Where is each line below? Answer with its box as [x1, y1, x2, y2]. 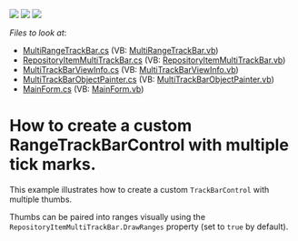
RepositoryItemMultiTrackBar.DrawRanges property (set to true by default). [9, 221, 289, 232]
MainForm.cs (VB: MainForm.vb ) [22, 84, 144, 95]
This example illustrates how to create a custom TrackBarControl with [9, 184, 270, 195]
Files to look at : [9, 27, 67, 38]
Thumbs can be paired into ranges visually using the [9, 211, 206, 222]
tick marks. [9, 155, 97, 175]
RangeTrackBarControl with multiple [9, 135, 289, 156]
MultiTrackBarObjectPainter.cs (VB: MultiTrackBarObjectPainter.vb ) [22, 74, 274, 85]
